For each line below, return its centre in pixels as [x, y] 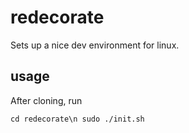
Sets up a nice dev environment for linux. [95, 45]
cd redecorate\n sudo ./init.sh [77, 119]
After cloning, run [46, 100]
